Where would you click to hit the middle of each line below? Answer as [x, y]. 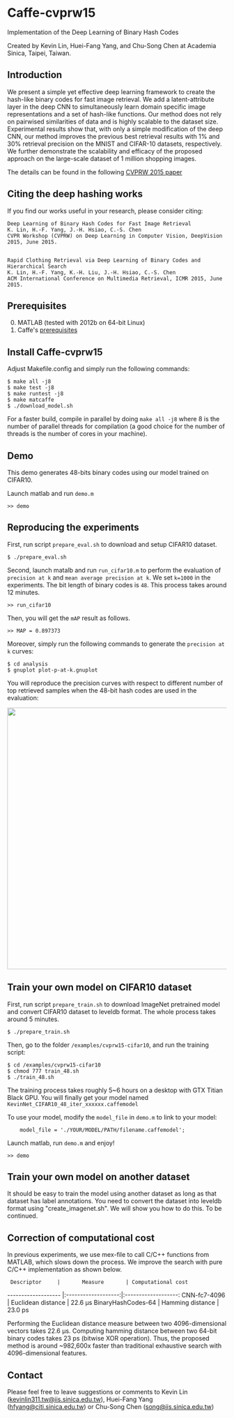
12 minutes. [24, 592]
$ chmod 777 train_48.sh [43, 1071]
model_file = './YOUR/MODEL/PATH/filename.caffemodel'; [103, 1130]
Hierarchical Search [37, 266]
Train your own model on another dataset [99, 1177]
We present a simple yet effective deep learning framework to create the [111, 91]
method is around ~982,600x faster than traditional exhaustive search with [114, 1346]
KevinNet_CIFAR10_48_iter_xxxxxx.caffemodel [73, 1104]
